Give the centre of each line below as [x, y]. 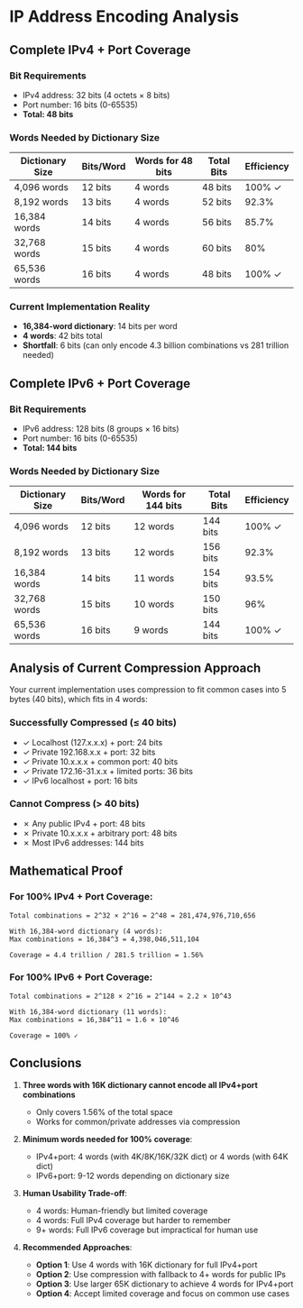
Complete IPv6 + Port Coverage [100, 384]
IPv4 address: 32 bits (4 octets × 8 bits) [96, 95]
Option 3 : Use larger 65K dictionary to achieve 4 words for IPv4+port [165, 1284]
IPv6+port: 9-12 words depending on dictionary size [133, 1175]
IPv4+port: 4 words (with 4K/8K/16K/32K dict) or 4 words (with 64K [162, 1157]
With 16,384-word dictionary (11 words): [88, 1011]
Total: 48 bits [48, 114]
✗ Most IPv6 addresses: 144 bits [83, 842]
